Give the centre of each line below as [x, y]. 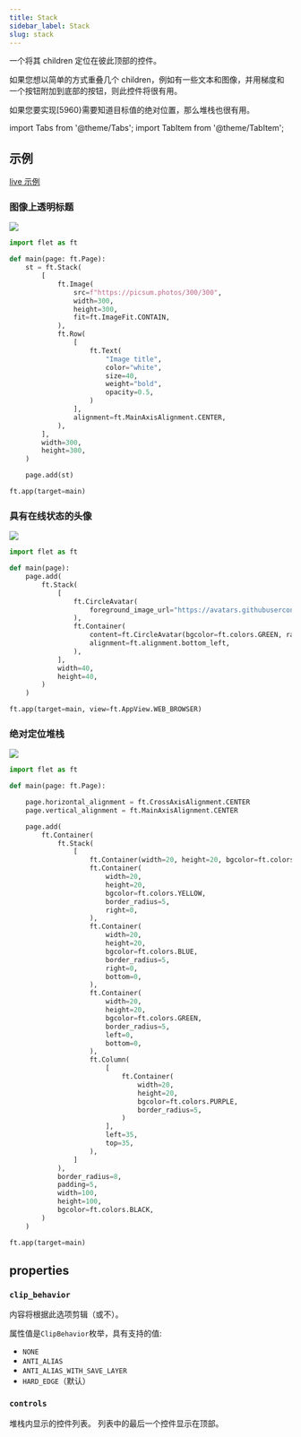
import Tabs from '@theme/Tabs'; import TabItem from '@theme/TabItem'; [147, 128]
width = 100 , [77, 1193]
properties [39, 1270]
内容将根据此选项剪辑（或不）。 [66, 1314]
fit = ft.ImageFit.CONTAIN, [121, 318]
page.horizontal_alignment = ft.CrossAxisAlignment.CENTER [138, 803]
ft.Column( [109, 1060]
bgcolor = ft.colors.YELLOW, [155, 893]
